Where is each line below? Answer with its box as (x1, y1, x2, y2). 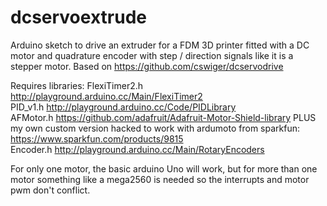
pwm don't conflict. (10, 184, 91, 196)
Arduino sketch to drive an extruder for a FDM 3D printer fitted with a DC (10, 39, 310, 51)
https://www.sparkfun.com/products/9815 (10, 132, 184, 145)
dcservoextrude (10, 6, 147, 29)
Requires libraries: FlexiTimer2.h (10, 79, 144, 91)
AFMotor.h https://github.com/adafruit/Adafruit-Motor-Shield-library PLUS (10, 111, 317, 123)
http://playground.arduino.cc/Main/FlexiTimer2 (10, 90, 203, 102)
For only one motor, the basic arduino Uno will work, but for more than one (10, 162, 318, 175)
